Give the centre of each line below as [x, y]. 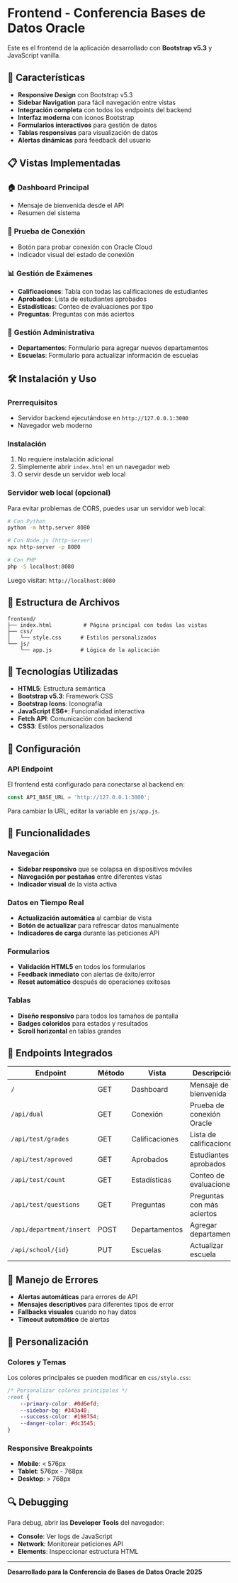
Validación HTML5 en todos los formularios [81, 967]
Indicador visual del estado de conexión [76, 254]
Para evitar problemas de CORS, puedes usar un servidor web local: [107, 508]
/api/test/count [38, 1180]
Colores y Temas [37, 1362]
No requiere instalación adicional [66, 459]
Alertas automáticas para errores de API [78, 1297]
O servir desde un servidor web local [72, 474]
